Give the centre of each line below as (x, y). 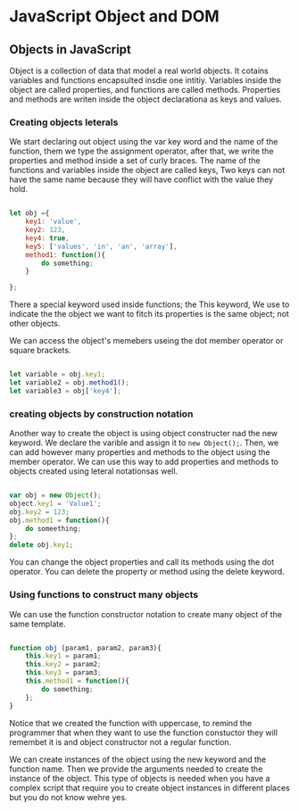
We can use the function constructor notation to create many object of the (146, 614)
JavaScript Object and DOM (115, 17)
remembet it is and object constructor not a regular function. (120, 741)
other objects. (35, 324)
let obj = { (29, 213)
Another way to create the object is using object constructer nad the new (144, 434)
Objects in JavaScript (71, 50)
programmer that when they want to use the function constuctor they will (144, 732)
